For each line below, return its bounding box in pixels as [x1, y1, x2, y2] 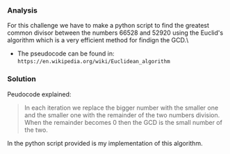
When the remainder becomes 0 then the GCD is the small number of [24, 118, 222, 126]
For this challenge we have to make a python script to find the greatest [7, 22, 210, 30]
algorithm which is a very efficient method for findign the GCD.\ [7, 36, 189, 44]
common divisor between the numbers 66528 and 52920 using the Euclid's [7, 28, 224, 37]
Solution [7, 74, 37, 84]
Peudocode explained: [7, 89, 72, 99]
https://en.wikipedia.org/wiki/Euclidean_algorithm [17, 58, 170, 65]
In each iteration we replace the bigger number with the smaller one [24, 103, 219, 112]
